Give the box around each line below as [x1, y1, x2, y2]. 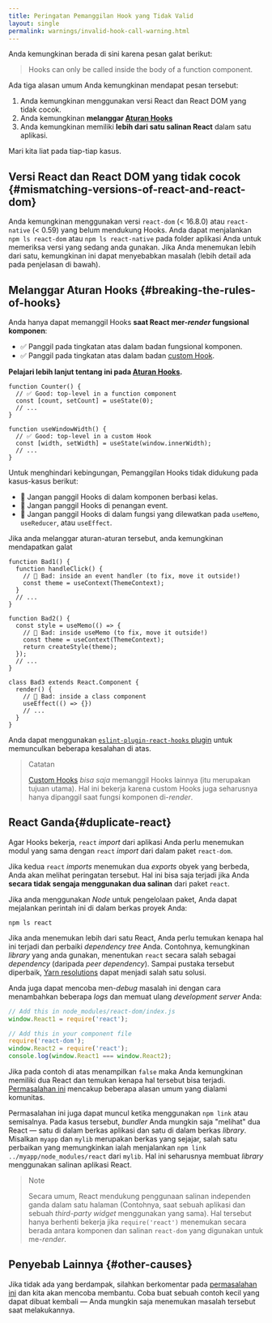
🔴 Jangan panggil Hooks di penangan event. [19, 501, 168, 510]
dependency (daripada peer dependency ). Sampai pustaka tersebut [8, 958, 235, 968]
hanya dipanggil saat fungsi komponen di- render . [28, 792, 193, 802]
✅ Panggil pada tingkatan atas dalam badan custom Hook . [19, 351, 215, 361]
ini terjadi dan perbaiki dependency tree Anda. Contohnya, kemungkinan [8, 941, 250, 951]
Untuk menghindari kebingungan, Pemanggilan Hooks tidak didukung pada [8, 467, 259, 477]
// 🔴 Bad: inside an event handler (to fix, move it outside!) [23, 572, 241, 580]
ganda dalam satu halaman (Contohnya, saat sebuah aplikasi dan [28, 1200, 245, 1210]
